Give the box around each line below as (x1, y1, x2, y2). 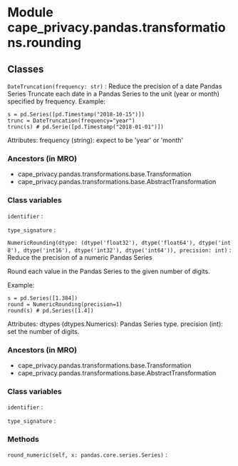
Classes (7, 63, 44, 75)
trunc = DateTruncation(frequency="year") (7, 117, 135, 124)
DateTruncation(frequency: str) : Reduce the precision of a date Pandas (7, 82, 222, 90)
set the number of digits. (7, 327, 80, 335)
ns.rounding (7, 35, 82, 51)
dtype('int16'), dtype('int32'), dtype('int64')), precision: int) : (23, 245, 232, 254)
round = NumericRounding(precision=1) (7, 300, 123, 308)
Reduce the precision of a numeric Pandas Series (7, 253, 152, 261)
